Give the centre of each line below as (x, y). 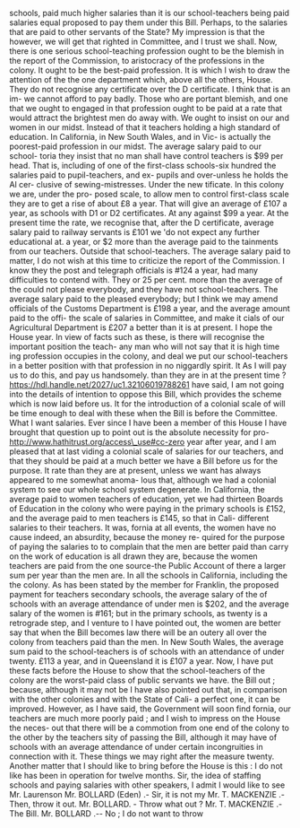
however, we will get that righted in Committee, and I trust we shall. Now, (143, 41)
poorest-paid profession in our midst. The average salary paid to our (136, 146)
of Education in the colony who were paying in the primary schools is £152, (148, 509)
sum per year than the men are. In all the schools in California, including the (149, 575)
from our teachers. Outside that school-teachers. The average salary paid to (150, 251)
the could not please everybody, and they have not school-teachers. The (144, 289)
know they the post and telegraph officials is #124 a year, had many (133, 270)
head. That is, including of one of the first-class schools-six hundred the (143, 166)
